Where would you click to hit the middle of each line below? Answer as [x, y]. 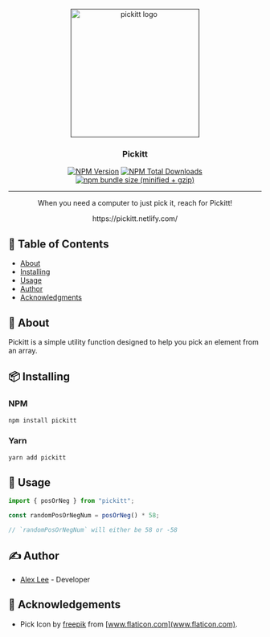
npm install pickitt [43, 420]
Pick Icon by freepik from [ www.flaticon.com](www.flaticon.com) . [129, 624]
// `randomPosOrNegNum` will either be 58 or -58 [93, 530]
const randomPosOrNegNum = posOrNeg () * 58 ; [84, 516]
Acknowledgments [51, 297]
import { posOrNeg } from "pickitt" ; [72, 501]
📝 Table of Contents [59, 244]
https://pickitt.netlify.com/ [135, 218]
